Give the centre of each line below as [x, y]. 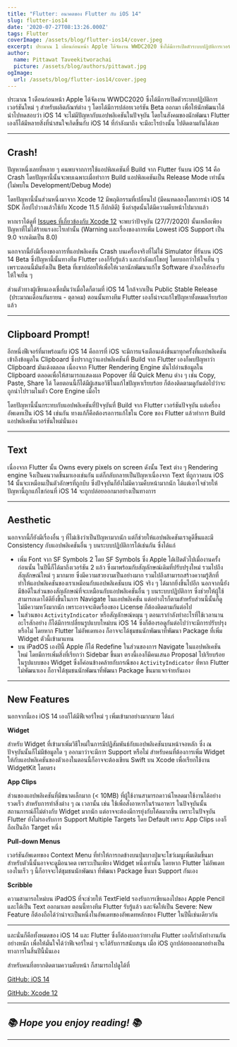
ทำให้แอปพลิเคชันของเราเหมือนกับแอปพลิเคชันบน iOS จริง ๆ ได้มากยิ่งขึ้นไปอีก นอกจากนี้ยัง [123, 583]
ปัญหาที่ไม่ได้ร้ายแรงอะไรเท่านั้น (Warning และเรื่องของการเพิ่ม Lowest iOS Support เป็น [116, 229]
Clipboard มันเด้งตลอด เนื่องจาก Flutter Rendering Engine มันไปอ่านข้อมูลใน [105, 367]
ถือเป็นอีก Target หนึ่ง [34, 827]
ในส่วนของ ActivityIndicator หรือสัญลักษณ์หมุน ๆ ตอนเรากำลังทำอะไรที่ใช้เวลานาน [121, 615]
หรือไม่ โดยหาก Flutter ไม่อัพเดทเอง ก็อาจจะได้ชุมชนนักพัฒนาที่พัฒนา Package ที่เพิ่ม [120, 630]
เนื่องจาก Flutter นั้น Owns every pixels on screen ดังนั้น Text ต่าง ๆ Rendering [113, 467]
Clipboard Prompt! [49, 335]
